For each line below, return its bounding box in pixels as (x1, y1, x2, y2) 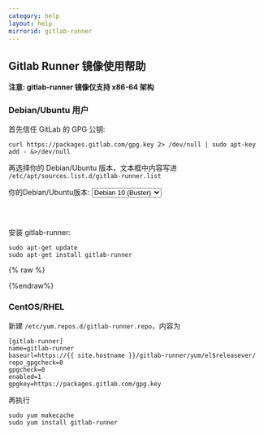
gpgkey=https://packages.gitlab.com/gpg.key (8, 380, 162, 388)
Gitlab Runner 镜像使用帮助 (8, 59, 146, 73)
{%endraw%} (8, 281, 54, 291)
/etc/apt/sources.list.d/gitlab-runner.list (8, 172, 162, 181)
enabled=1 (8, 372, 42, 381)
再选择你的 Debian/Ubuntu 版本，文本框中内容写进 (8, 163, 177, 173)
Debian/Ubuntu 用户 (8, 105, 89, 116)
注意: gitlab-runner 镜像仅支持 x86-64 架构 (8, 82, 154, 92)
